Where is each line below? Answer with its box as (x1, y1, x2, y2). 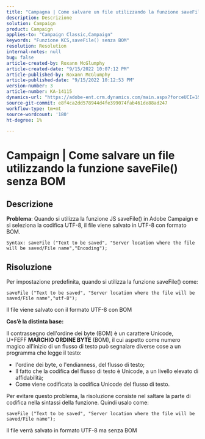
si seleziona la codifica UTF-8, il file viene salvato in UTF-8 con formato (6, 221, 187, 229)
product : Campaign (6, 26, 53, 32)
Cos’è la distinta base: (6, 318, 64, 325)
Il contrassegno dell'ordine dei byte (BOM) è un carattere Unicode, (6, 330, 174, 337)
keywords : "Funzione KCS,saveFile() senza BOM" (6, 37, 130, 43)
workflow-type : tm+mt (6, 105, 62, 112)
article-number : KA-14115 (6, 89, 72, 95)
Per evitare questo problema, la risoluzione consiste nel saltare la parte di (6, 393, 191, 400)
